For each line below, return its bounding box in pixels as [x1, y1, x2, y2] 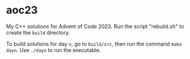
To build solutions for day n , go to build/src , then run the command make [6, 40, 182, 47]
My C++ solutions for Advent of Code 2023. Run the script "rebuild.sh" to [6, 23, 184, 30]
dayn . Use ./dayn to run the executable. [6, 46, 101, 53]
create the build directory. [6, 29, 71, 36]
